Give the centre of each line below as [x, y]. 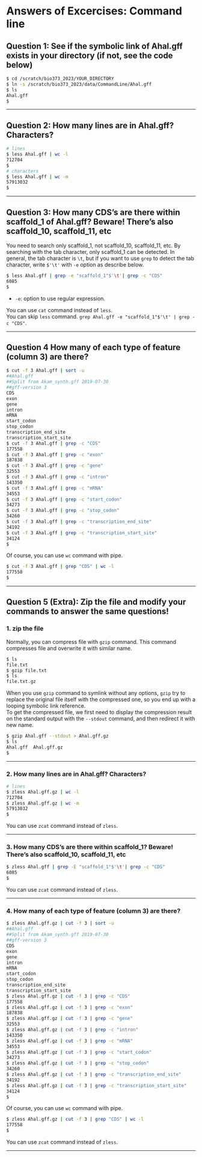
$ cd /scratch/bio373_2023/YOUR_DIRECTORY [60, 79]
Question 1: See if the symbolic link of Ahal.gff [95, 46]
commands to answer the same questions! [88, 612]
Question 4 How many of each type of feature [93, 347]
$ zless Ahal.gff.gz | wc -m [43, 803]
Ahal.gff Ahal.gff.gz [35, 747]
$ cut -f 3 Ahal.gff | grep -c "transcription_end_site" [79, 522]
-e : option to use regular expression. [60, 298]
